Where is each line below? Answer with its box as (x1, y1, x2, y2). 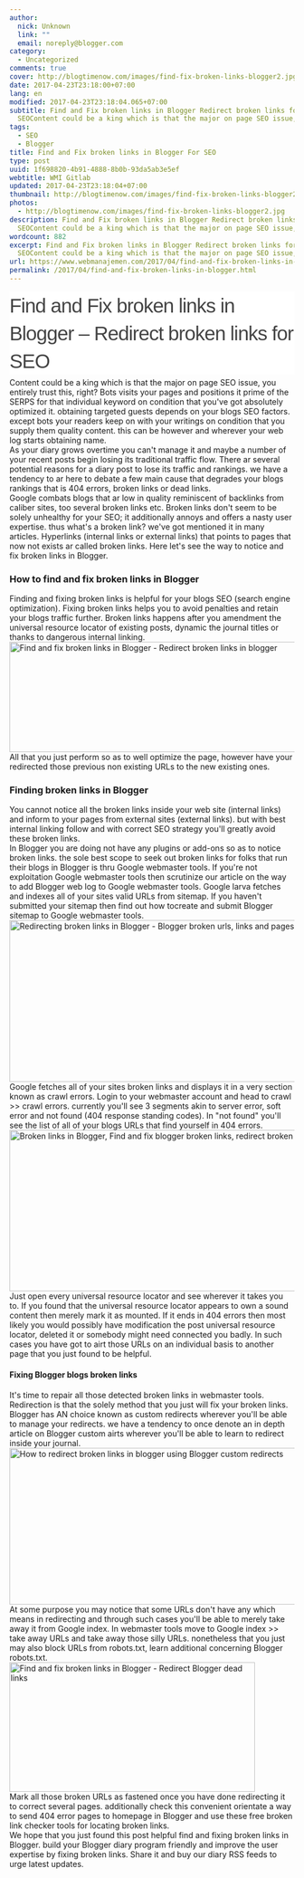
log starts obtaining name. (9, 434, 107, 445)
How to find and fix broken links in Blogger (9, 572, 200, 585)
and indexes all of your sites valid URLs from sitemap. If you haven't (9, 891, 262, 901)
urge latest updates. (9, 1858, 84, 1869)
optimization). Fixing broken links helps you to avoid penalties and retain (9, 603, 279, 614)
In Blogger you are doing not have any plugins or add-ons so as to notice (9, 843, 281, 853)
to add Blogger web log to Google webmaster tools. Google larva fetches (9, 882, 281, 892)
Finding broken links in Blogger (9, 784, 149, 796)
